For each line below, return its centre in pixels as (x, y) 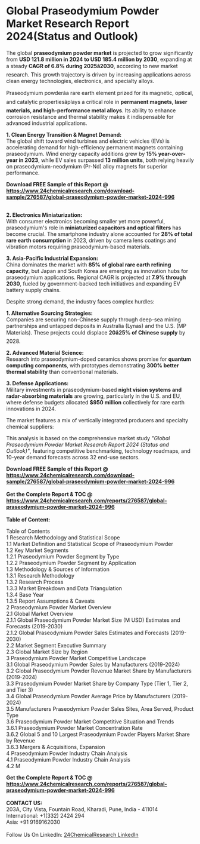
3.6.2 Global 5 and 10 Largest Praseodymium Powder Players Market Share (98, 734)
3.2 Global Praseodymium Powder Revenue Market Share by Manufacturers (99, 671)
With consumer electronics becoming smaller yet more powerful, (86, 221)
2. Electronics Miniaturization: (44, 215)
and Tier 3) (20, 690)
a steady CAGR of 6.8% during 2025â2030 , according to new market (92, 66)
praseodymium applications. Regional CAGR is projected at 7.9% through (96, 277)
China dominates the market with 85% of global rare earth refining (89, 265)
